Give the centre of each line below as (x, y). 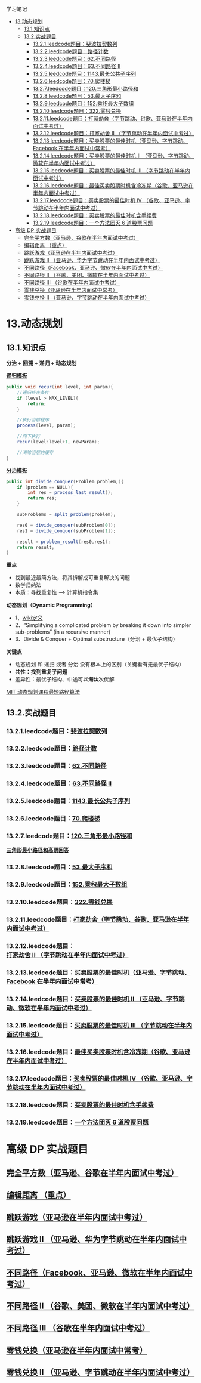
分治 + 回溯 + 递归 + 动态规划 (41, 363)
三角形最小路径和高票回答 (38, 850)
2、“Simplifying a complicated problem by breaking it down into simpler (103, 625)
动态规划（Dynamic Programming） (51, 605)
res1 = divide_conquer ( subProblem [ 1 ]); (67, 531)
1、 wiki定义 (29, 618)
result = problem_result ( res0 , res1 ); (64, 542)
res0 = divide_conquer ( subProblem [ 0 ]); (67, 525)
